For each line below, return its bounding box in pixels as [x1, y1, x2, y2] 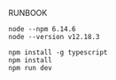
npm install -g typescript [8, 48, 108, 57]
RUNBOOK [8, 8, 48, 18]
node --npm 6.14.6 [8, 25, 76, 34]
